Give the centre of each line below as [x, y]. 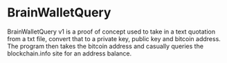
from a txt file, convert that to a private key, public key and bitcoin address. [114, 38]
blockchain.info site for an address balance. [70, 53]
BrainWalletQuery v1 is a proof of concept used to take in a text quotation [111, 32]
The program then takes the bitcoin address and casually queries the [106, 46]
